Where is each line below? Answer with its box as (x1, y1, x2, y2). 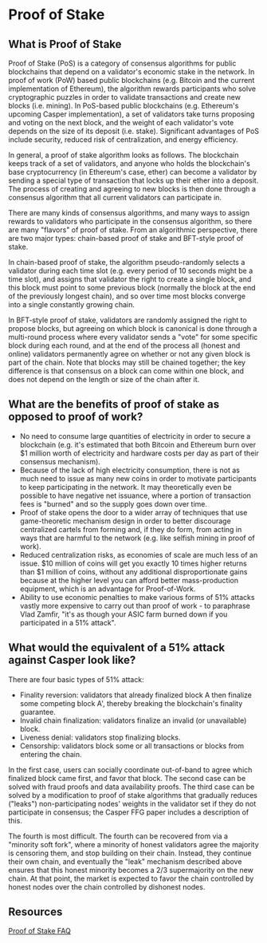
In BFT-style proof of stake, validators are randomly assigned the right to (8, 315, 247, 325)
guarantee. (19, 707, 56, 716)
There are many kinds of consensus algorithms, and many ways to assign (8, 208, 249, 217)
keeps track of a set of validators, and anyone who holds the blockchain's (8, 159, 251, 168)
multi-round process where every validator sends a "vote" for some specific (8, 333, 258, 341)
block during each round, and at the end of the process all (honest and (8, 341, 241, 350)
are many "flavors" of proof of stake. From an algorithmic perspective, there (8, 225, 257, 235)
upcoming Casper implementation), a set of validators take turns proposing (8, 109, 255, 119)
